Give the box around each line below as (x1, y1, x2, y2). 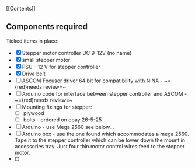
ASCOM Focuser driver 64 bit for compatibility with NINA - (22, 77, 163, 84)
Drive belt (22, 70, 46, 77)
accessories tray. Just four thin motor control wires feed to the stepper (14, 142, 185, 149)
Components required (6, 22, 88, 32)
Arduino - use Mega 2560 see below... (22, 123, 114, 130)
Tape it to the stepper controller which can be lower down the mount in (14, 137, 186, 144)
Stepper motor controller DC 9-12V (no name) (22, 49, 132, 56)
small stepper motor (22, 56, 71, 63)
